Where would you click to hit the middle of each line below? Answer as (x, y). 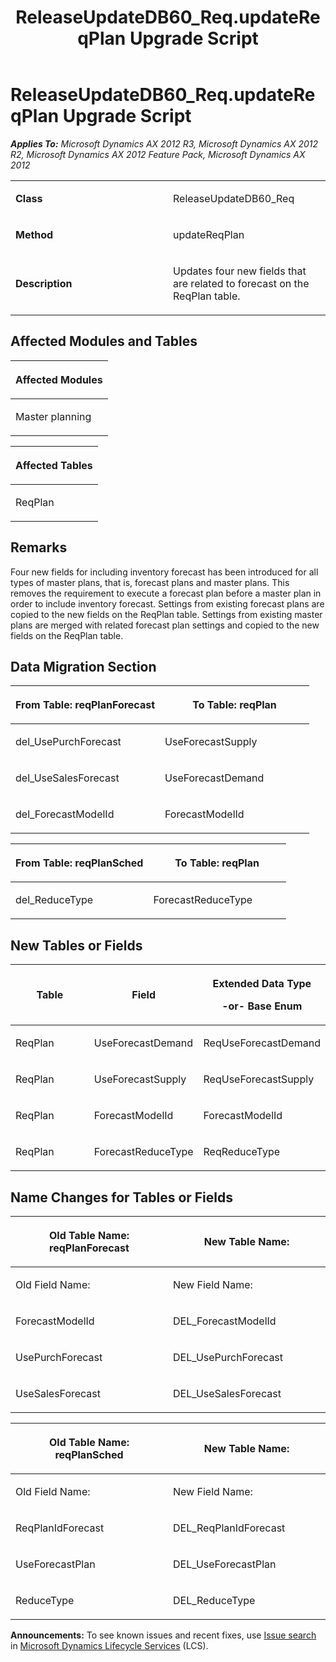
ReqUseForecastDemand (262, 1043)
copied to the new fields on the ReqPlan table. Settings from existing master (166, 614)
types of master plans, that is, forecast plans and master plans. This (150, 582)
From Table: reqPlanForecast (85, 705)
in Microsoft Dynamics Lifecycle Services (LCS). (109, 1645)
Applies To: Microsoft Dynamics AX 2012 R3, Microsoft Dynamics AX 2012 (164, 143)
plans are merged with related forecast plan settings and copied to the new (165, 625)
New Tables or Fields (76, 945)
